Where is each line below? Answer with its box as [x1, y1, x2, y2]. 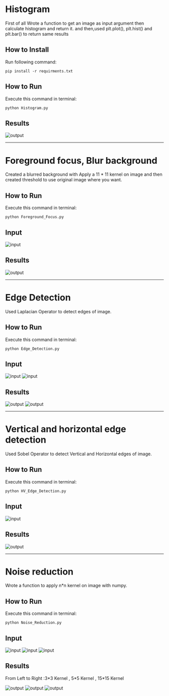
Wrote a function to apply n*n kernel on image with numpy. [5, 583, 127, 589]
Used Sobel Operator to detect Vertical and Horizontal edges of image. [5, 451, 152, 457]
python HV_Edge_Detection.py [5, 489, 66, 494]
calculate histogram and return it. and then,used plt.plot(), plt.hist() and [5, 25, 152, 31]
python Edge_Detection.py [5, 346, 59, 351]
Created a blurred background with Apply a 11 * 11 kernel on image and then [5, 171, 162, 177]
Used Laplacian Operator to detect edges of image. [5, 308, 112, 314]
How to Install [5, 45, 49, 54]
